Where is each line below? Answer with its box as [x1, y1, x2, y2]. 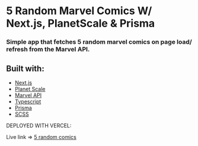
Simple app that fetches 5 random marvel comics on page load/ [6, 38, 193, 46]
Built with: [6, 63, 44, 73]
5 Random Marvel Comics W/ [6, 4, 152, 18]
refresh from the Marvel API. [6, 46, 90, 54]
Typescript [14, 98, 41, 105]
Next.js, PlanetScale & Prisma [6, 17, 155, 30]
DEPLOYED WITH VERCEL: [6, 122, 72, 129]
